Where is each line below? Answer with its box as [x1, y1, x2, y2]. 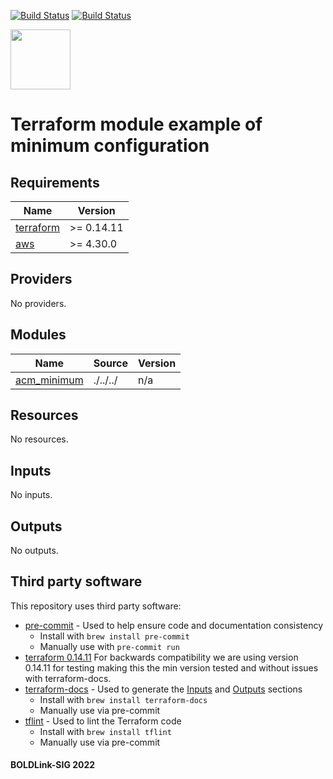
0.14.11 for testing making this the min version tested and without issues [24, 661, 319, 674]
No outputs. [10, 545, 59, 557]
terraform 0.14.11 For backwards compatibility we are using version [24, 651, 299, 663]
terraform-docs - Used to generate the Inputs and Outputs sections [24, 683, 303, 695]
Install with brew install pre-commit [39, 630, 190, 642]
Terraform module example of [10, 113, 263, 136]
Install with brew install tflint [39, 725, 172, 737]
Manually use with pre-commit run [39, 640, 180, 652]
